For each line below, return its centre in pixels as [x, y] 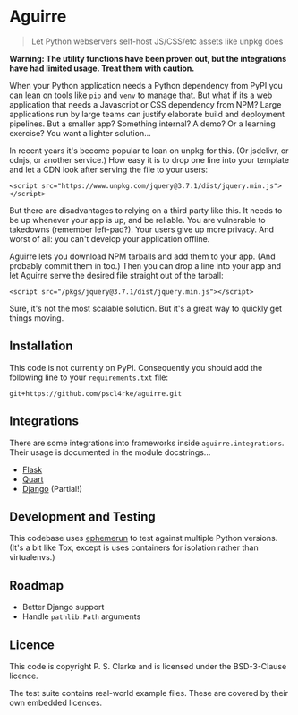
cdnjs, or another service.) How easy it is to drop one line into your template [149, 159]
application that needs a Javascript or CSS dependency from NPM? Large [145, 104]
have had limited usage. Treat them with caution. [102, 68]
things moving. [37, 318]
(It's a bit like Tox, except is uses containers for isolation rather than [134, 547]
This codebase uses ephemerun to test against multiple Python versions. [144, 538]
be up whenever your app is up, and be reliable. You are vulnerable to [137, 220]
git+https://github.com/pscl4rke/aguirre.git [95, 393]
